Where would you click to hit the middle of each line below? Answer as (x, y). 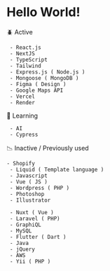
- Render (22, 102)
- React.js (25, 47)
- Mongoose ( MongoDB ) (44, 78)
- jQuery (22, 249)
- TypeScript (29, 60)
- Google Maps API (36, 90)
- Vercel (22, 96)
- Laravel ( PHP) (35, 218)
